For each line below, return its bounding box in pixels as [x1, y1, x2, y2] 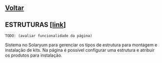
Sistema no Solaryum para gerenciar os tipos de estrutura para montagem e [5, 42, 158, 48]
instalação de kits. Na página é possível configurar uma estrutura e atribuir [5, 47, 155, 53]
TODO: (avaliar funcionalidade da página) [5, 34, 92, 39]
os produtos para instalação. [5, 52, 62, 58]
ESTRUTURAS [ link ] [5, 21, 66, 29]
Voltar [5, 4, 24, 12]
